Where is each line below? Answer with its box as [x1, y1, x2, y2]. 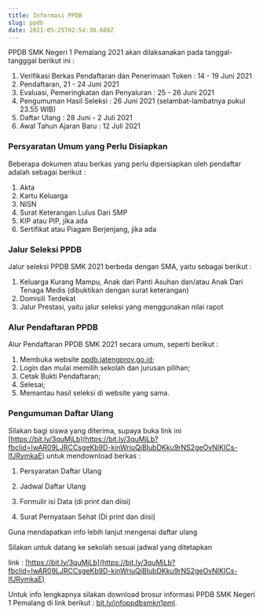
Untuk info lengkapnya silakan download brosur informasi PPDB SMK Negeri [8, 589, 256, 598]
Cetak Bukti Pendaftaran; [19, 371, 100, 381]
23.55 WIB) [19, 105, 57, 114]
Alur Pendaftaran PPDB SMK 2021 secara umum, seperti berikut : [8, 340, 218, 349]
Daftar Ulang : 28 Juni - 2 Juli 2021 [19, 113, 133, 123]
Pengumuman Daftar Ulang [8, 408, 114, 419]
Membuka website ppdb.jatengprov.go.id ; [19, 355, 155, 364]
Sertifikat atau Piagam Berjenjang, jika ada [19, 224, 157, 234]
